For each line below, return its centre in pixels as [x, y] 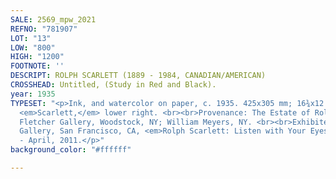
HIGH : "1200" [37, 57]
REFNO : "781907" [44, 29]
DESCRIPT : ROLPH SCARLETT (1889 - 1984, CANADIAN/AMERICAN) [138, 76]
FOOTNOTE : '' [37, 66]
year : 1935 [33, 94]
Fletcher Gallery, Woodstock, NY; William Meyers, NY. [136, 122]
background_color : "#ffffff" [71, 150]
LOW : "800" [33, 47]
